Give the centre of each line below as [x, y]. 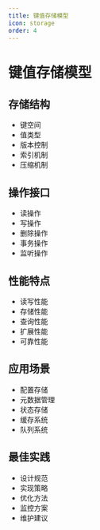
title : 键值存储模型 [38, 16]
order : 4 [23, 30]
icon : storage [32, 23]
